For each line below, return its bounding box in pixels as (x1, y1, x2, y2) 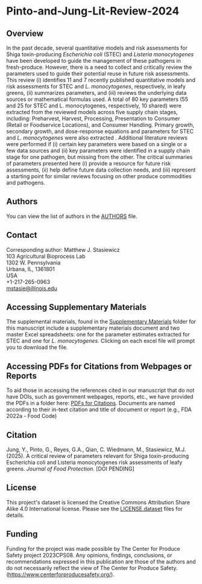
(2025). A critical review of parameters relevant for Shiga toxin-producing (6, 452, 189, 460)
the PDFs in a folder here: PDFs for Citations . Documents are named (6, 400, 175, 407)
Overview (6, 28, 44, 39)
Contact (6, 230, 37, 240)
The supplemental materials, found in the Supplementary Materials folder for (6, 318, 197, 326)
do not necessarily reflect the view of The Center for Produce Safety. (6, 564, 178, 571)
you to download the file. (6, 344, 68, 351)
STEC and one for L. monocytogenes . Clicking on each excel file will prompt (6, 337, 195, 345)
